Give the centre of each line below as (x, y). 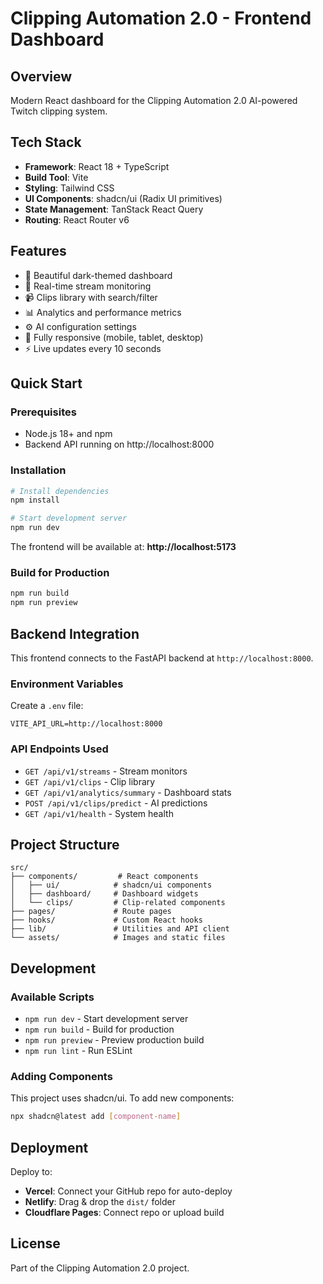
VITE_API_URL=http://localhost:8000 (86, 724)
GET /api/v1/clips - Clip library (90, 781)
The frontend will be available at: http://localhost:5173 (123, 547)
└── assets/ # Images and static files (118, 938)
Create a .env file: (47, 706)
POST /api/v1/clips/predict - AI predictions (116, 803)
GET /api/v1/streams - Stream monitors (106, 771)
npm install (35, 500)
